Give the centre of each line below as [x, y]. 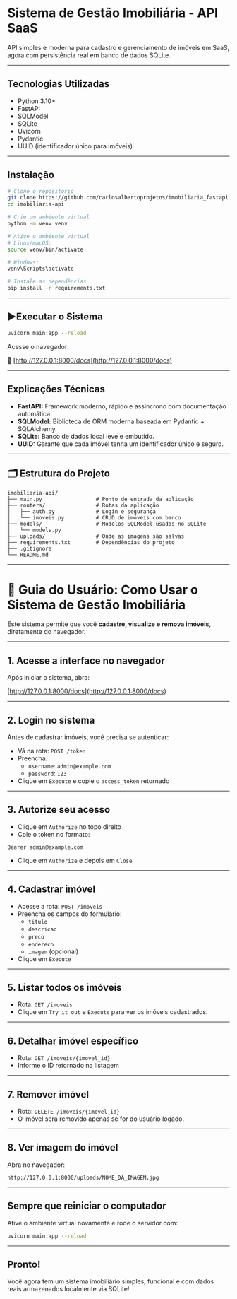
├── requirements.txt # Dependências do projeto [91, 543]
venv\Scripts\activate [41, 269]
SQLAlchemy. [37, 428]
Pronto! [24, 1264]
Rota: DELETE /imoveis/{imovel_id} [68, 1111]
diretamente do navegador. [47, 632]
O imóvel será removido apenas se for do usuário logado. [101, 1119]
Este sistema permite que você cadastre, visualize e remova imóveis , [109, 624]
